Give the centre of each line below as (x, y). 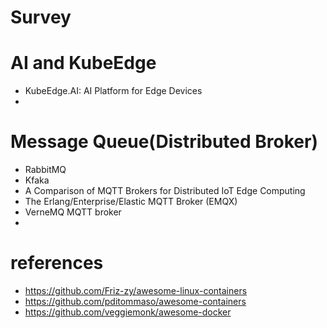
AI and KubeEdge (83, 63)
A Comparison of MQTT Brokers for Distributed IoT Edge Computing (165, 191)
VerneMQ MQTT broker (73, 212)
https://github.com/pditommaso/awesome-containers (135, 301)
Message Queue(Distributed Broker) (164, 142)
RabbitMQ (45, 170)
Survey (41, 17)
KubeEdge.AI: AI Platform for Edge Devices (113, 91)
